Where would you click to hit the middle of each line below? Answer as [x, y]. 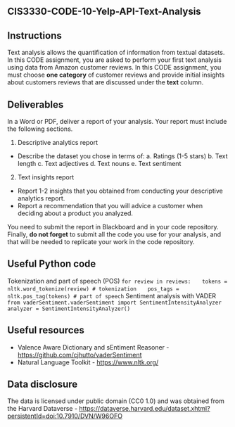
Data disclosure [43, 384]
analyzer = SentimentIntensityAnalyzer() [69, 309]
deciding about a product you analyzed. [75, 213]
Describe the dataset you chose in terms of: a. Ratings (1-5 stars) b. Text [122, 156]
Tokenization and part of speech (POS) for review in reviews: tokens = [117, 281]
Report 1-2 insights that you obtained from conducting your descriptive [120, 191]
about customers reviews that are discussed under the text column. [106, 82]
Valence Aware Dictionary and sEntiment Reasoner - [93, 347]
